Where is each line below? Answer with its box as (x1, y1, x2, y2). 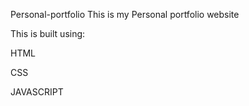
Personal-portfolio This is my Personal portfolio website (10, 9, 240, 20)
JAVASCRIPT (10, 86, 64, 98)
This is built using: (10, 28, 86, 39)
